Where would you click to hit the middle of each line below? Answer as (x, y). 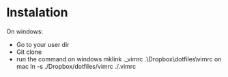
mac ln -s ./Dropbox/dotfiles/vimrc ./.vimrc (76, 66)
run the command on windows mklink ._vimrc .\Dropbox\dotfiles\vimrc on (119, 59)
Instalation (37, 13)
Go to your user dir (43, 44)
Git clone (29, 52)
